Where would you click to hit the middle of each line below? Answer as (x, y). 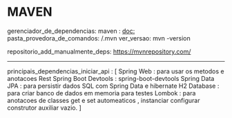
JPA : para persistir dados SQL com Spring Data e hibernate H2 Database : (113, 86)
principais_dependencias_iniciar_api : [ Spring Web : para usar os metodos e (116, 71)
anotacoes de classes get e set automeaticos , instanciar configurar (104, 100)
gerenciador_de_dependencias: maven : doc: (71, 31)
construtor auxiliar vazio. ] (44, 108)
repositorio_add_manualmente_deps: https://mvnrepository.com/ (99, 51)
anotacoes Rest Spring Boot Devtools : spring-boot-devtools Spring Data (111, 78)
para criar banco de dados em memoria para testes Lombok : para (101, 93)
